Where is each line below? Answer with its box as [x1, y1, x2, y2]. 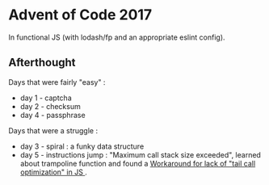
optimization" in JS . [19, 167, 87, 177]
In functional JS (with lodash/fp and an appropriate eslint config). [8, 32, 225, 42]
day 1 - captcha [19, 93, 72, 103]
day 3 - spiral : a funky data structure [19, 141, 145, 151]
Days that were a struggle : [8, 125, 99, 135]
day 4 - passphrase [19, 110, 86, 120]
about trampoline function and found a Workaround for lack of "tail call [19, 158, 256, 168]
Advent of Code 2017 [8, 6, 153, 24]
